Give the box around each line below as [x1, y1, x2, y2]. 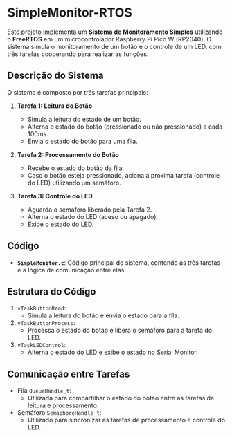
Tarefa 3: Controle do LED [17, 192, 93, 200]
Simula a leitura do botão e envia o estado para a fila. [27, 311, 180, 319]
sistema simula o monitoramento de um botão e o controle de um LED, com [7, 42, 222, 50]
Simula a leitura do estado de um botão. [27, 115, 142, 123]
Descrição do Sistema [7, 70, 104, 82]
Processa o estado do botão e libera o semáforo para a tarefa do [27, 326, 213, 335]
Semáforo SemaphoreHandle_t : [17, 409, 102, 417]
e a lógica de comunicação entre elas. [17, 266, 126, 274]
